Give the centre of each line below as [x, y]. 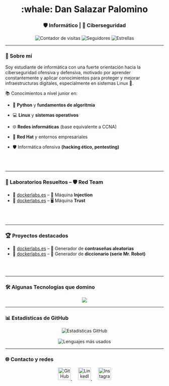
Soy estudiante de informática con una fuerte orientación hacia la [73, 67]
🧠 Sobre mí [19, 56]
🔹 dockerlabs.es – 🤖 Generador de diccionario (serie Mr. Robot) [79, 254]
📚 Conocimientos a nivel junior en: [41, 93]
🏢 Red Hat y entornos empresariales [50, 137]
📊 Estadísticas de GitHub [37, 318]
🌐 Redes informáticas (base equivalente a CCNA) [65, 127]
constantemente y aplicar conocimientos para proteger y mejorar [73, 78]
